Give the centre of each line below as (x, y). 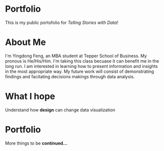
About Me (25, 42)
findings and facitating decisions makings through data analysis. (70, 76)
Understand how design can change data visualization (60, 110)
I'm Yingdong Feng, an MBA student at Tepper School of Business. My (76, 56)
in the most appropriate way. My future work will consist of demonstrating (80, 71)
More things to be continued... (36, 143)
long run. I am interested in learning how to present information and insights (82, 66)
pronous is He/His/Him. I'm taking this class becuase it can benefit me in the (82, 61)
